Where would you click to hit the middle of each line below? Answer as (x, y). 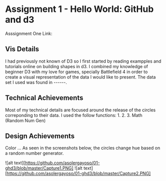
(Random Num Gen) (26, 120)
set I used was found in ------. (36, 82)
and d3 (20, 20)
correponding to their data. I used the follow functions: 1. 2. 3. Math (74, 115)
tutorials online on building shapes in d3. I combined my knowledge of (77, 66)
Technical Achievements (44, 98)
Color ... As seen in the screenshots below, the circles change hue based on (83, 148)
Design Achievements (40, 136)
